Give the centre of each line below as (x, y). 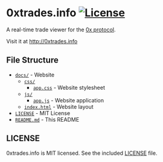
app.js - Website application (69, 100)
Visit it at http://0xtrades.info (42, 41)
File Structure (32, 60)
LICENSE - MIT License (43, 113)
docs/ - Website (35, 75)
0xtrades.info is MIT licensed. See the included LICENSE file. (82, 153)
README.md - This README (47, 119)
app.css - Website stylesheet (69, 87)
